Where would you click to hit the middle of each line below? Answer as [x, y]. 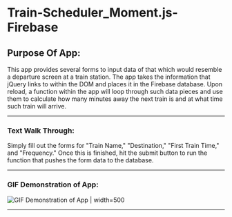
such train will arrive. [37, 106]
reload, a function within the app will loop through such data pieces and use [115, 92]
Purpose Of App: [44, 53]
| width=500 [107, 200]
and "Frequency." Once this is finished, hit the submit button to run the [107, 153]
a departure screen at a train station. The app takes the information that [109, 77]
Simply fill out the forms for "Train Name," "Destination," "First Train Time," [113, 146]
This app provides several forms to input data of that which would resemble [115, 69]
